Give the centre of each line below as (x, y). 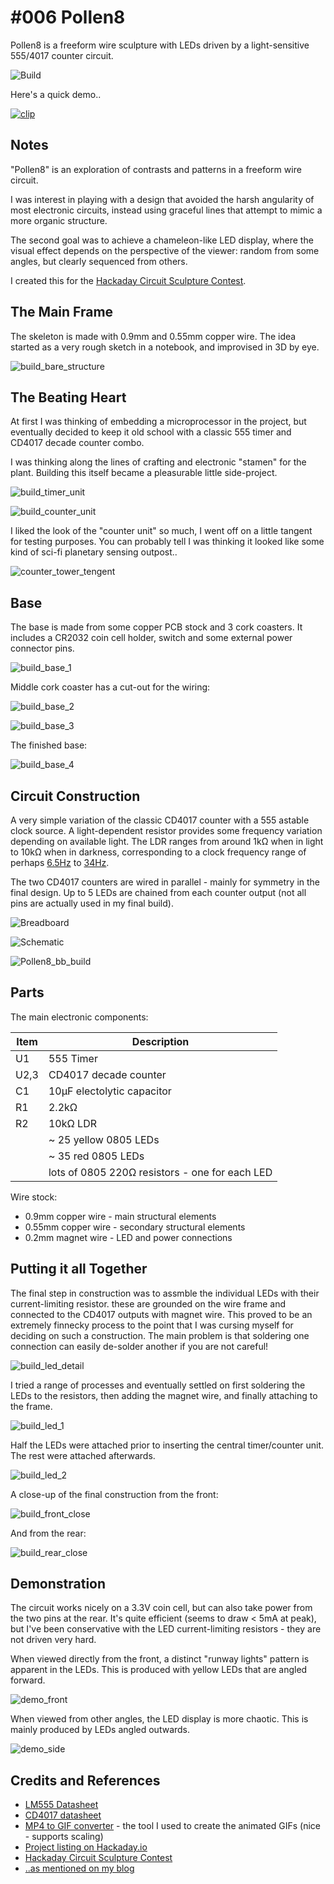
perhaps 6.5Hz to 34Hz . (60, 862)
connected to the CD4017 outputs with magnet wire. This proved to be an (161, 1314)
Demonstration (58, 1584)
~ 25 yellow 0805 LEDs (104, 1139)
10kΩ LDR (72, 1123)
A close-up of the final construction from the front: (114, 1494)
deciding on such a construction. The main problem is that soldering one (160, 1335)
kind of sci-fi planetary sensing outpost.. (94, 552)
